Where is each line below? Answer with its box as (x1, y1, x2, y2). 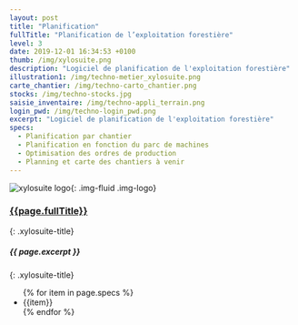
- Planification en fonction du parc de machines (17, 140, 209, 149)
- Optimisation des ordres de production (17, 148, 177, 157)
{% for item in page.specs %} (22, 287, 134, 298)
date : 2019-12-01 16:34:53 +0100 (9, 47, 136, 56)
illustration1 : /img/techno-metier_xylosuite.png (9, 73, 202, 82)
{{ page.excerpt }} (9, 247, 81, 258)
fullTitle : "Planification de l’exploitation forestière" (9, 30, 233, 39)
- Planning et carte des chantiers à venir (17, 157, 184, 167)
